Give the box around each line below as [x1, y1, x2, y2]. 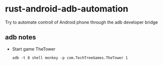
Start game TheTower [12, 46, 56, 52]
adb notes [5, 33, 36, 41]
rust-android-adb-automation [5, 3, 128, 14]
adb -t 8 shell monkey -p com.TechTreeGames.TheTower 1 [12, 55, 128, 60]
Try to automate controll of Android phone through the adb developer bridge [5, 19, 158, 25]
